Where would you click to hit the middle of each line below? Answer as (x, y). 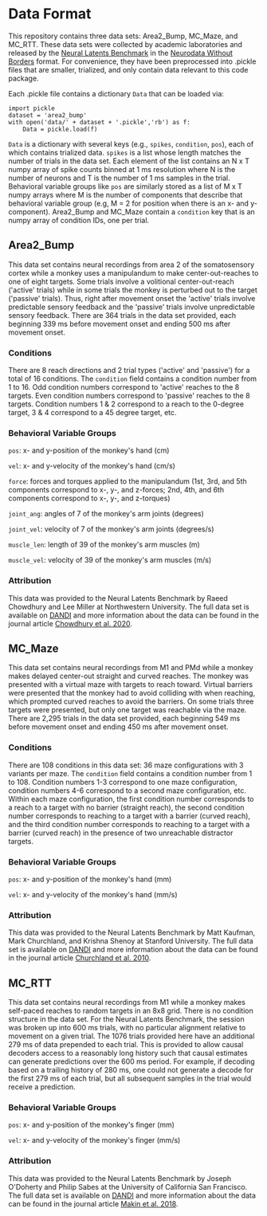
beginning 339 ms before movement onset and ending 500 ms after (120, 324)
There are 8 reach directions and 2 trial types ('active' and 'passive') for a (129, 371)
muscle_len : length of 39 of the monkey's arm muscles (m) (104, 545)
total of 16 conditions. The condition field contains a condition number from (133, 379)
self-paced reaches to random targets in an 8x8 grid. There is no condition (131, 1011)
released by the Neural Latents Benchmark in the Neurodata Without (121, 53)
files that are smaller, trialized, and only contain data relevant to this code (128, 69)
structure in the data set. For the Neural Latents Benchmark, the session (126, 1019)
